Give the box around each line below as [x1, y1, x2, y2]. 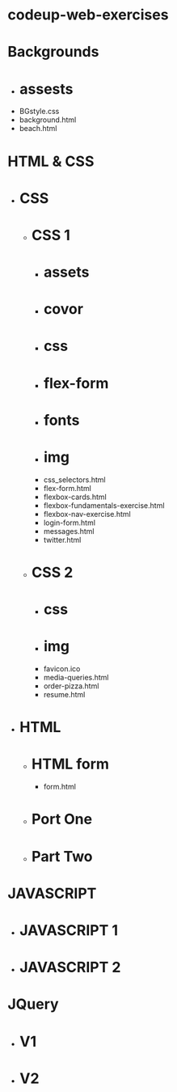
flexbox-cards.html [43, 492, 107, 502]
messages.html [43, 526, 95, 535]
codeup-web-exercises [7, 6, 169, 24]
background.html [19, 115, 77, 125]
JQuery [7, 995, 59, 1014]
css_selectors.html [43, 475, 106, 485]
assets [43, 263, 90, 281]
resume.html [43, 690, 86, 700]
